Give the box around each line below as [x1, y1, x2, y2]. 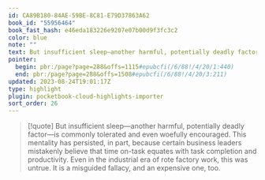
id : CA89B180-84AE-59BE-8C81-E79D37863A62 [8, 11, 150, 20]
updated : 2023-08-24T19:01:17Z [8, 77, 111, 85]
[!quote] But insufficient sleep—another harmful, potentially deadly [27, 122, 244, 131]
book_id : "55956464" [8, 19, 77, 27]
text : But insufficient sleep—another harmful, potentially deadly [8, 48, 235, 56]
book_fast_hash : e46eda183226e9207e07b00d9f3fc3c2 [8, 26, 178, 34]
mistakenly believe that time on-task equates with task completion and [27, 147, 257, 156]
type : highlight [8, 84, 62, 93]
